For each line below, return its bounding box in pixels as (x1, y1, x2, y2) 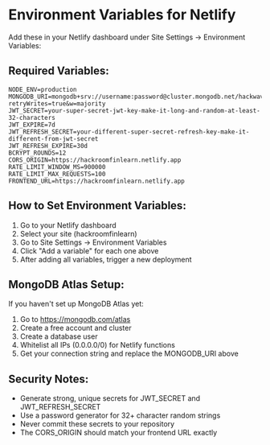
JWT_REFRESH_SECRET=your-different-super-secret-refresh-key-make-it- (8, 127, 250, 136)
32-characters (8, 113, 56, 122)
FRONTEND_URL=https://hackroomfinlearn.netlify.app (8, 177, 185, 185)
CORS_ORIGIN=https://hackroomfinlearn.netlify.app (8, 155, 182, 164)
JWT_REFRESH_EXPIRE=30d (8, 142, 88, 150)
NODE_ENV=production (8, 85, 78, 93)
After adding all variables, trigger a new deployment (19, 254, 192, 264)
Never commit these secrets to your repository (19, 419, 175, 429)
